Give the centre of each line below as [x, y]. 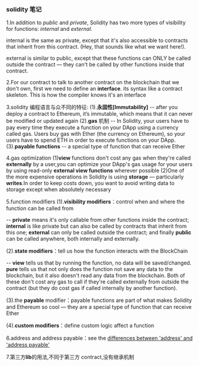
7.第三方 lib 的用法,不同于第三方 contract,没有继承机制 [70, 357]
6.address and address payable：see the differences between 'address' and [99, 338]
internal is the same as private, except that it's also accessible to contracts [97, 40]
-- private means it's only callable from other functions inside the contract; [98, 220]
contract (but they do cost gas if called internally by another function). [92, 288]
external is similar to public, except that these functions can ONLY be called [99, 58]
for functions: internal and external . [49, 29]
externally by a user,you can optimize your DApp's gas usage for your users [99, 164]
